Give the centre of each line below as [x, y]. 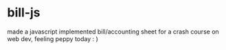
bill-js [24, 13]
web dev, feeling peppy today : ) [53, 38]
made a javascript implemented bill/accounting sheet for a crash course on [113, 32]
